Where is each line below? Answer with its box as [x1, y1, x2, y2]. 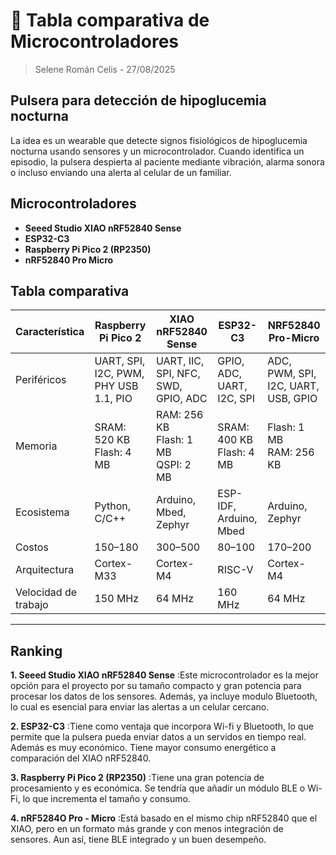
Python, [94, 499, 131, 513]
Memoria [15, 439, 58, 453]
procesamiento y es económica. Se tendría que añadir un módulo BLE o [10, 782, 306, 794]
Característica [15, 325, 85, 339]
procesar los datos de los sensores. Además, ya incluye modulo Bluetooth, [10, 690, 318, 703]
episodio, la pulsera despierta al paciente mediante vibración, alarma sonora [10, 155, 325, 168]
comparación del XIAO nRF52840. [10, 752, 152, 764]
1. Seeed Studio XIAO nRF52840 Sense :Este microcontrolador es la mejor [10, 669, 319, 681]
